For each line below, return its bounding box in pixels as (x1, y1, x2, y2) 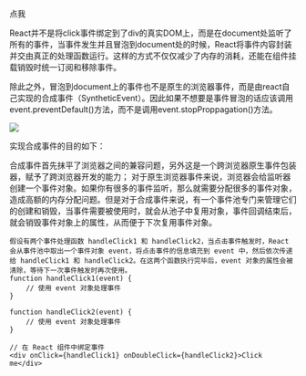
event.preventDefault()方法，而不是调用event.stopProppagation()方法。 (9, 104, 278, 115)
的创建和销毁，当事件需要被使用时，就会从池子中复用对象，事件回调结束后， (9, 205, 297, 216)
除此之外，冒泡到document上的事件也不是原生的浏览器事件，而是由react (9, 81, 282, 92)
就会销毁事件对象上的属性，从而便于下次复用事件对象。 (9, 217, 217, 227)
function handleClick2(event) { (9, 308, 132, 317)
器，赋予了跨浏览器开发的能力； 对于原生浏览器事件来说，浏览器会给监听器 (9, 172, 291, 182)
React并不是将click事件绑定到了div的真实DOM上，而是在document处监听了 (9, 27, 292, 38)
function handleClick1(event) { (9, 274, 132, 283)
